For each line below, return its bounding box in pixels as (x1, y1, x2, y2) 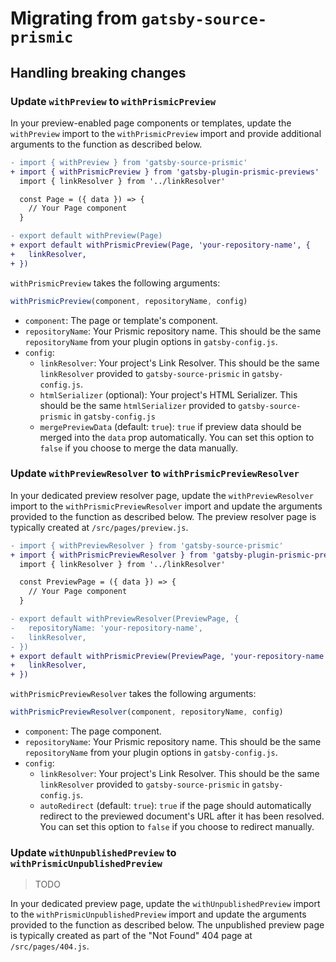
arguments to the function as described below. (10, 138, 203, 150)
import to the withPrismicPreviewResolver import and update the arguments (10, 500, 323, 512)
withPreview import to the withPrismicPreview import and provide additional (10, 127, 322, 139)
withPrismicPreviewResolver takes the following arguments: (10, 688, 257, 700)
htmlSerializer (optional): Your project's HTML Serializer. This (39, 388, 298, 401)
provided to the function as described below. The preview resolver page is (10, 510, 317, 522)
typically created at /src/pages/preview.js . (10, 521, 189, 533)
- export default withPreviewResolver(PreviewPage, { (10, 614, 240, 624)
